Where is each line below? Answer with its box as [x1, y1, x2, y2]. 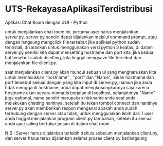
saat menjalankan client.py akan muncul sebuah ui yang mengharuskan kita [5, 69, 157, 75]
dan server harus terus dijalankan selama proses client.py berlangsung [5, 135, 147, 141]
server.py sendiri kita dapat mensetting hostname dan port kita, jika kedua [5, 49, 154, 55]
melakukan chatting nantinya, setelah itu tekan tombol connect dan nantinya [5, 100, 158, 106]
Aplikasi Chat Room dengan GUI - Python [5, 19, 88, 25]
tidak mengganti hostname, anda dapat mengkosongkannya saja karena [5, 84, 149, 90]
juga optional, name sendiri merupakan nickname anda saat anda [5, 95, 136, 100]
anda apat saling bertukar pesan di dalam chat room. [5, 120, 111, 127]
